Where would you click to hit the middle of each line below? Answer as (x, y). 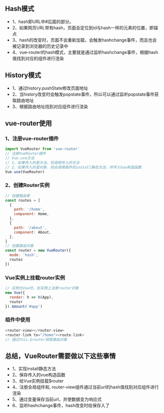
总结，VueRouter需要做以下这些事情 (60, 356)
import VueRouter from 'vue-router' (42, 149)
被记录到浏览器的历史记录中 (40, 46)
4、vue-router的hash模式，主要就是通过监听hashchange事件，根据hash (85, 52)
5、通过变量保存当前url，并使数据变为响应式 (57, 399)
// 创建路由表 (18, 196)
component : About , (33, 232)
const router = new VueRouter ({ (38, 251)
